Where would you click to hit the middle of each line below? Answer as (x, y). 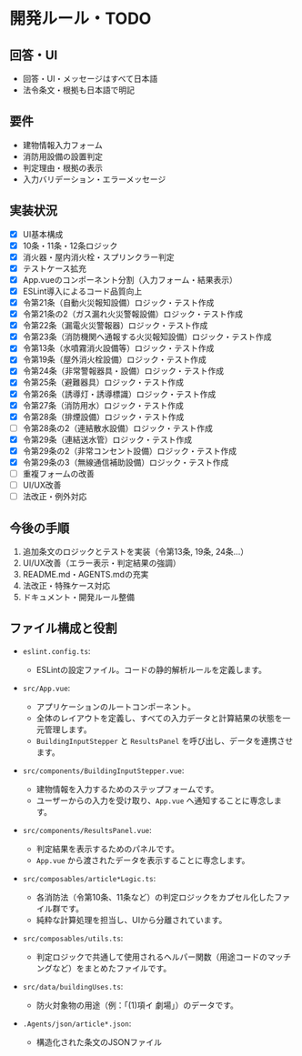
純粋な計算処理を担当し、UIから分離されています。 (131, 920)
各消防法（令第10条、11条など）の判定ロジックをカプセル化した (155, 897)
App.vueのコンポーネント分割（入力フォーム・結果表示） (130, 279)
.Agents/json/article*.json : (77, 1023)
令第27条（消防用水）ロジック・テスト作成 (103, 405)
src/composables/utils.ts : (73, 938)
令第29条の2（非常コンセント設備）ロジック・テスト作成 (130, 450)
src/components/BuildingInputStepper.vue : (103, 770)
